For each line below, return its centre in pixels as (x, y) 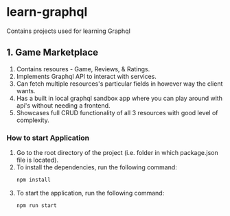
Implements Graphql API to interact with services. (87, 76)
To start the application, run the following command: (90, 193)
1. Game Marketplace (53, 52)
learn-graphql (47, 12)
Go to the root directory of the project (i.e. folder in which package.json (117, 153)
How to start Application (48, 138)
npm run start (36, 205)
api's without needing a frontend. (63, 105)
